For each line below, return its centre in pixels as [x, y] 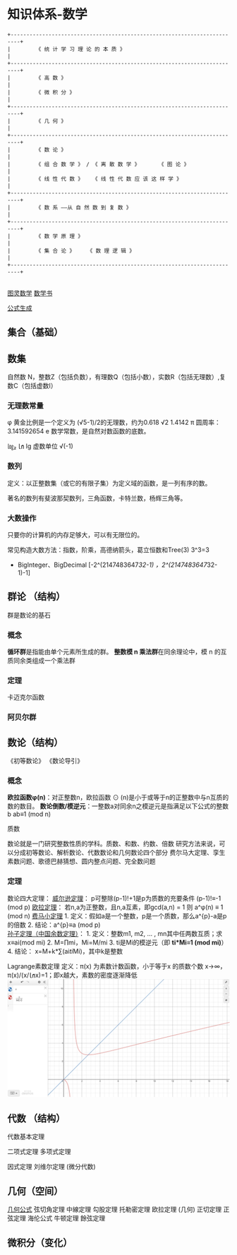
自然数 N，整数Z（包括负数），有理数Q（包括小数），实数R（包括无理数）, [114, 377]
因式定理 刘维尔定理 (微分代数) [52, 1167]
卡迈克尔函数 [26, 697]
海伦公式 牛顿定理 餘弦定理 [66, 1218]
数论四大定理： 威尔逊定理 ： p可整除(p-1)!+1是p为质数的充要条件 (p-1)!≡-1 [114, 898]
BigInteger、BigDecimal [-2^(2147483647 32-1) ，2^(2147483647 [112, 565]
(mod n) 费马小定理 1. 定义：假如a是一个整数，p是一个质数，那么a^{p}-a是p [117, 915]
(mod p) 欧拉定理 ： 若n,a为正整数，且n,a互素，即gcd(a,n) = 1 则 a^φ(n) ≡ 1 [115, 907]
